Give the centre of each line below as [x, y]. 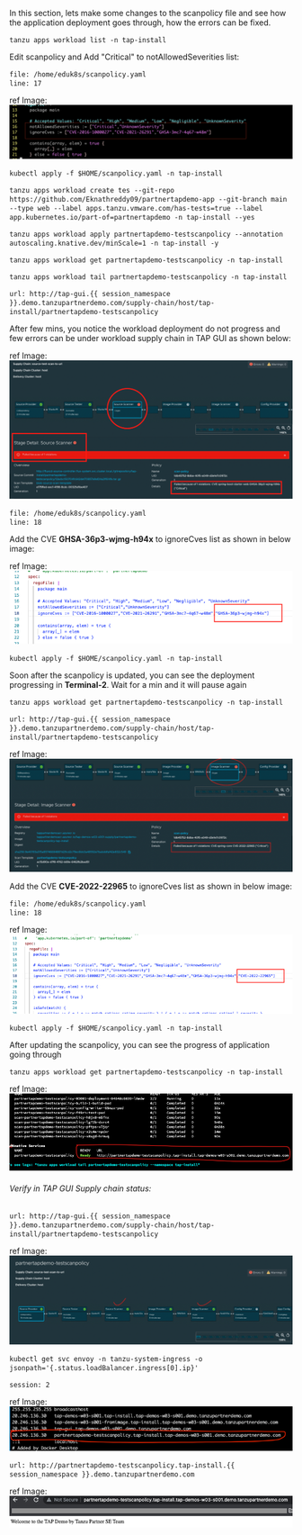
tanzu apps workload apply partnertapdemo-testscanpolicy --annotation [146, 235]
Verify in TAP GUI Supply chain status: [80, 1188]
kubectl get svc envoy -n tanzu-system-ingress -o [106, 1359]
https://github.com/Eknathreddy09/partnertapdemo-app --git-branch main [148, 200]
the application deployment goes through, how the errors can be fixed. [140, 23]
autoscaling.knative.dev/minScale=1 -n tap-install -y [114, 244]
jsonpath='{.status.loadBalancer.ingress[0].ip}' [104, 1368]
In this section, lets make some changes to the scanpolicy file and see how [148, 13]
